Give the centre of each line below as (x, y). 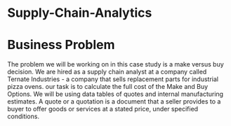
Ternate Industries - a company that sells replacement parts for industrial (113, 79)
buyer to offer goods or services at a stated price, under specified (103, 109)
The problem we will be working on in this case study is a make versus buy (116, 64)
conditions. (24, 116)
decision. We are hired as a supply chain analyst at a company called (107, 72)
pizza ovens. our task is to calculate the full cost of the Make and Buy (108, 87)
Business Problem (61, 45)
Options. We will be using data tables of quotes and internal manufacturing (115, 94)
